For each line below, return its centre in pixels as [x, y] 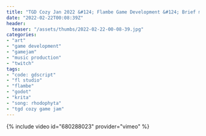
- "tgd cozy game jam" [35, 109]
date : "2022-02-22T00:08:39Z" [45, 18]
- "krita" [19, 97]
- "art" [16, 40]
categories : [21, 35]
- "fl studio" [25, 80]
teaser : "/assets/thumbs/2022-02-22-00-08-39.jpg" [78, 29]
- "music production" [34, 58]
